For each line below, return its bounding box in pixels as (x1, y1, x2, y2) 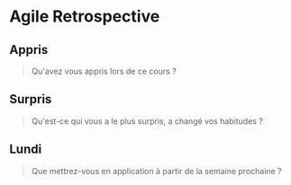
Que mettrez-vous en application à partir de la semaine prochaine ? (31, 165, 282, 176)
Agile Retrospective (9, 6, 160, 27)
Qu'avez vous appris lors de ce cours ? (31, 66, 177, 76)
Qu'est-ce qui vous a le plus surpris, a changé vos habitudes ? (31, 115, 264, 127)
